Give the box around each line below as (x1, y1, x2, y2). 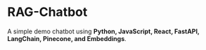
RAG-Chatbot (7, 4, 88, 20)
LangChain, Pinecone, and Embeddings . (7, 34, 127, 42)
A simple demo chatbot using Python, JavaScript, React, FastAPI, (7, 27, 200, 35)
